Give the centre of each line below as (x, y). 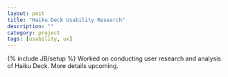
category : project (34, 33)
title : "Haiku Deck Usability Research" (67, 20)
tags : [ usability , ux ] (40, 39)
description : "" (30, 26)
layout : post (26, 13)
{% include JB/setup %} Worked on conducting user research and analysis (114, 58)
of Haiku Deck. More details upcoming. (63, 66)
